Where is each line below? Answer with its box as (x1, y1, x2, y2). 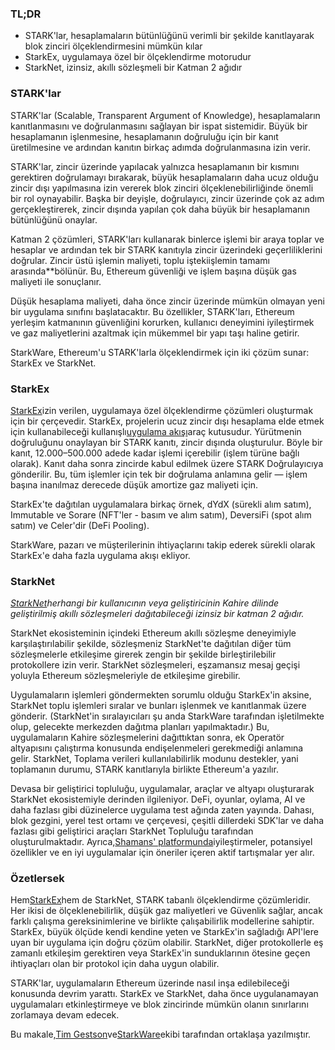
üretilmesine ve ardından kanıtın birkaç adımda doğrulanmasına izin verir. (10, 141, 311, 153)
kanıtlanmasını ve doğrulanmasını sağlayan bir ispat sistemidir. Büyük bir (10, 120, 308, 132)
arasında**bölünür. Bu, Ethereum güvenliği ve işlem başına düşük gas (10, 265, 297, 277)
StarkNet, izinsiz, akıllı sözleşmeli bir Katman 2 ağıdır (24, 62, 243, 74)
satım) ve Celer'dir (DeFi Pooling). (10, 519, 150, 531)
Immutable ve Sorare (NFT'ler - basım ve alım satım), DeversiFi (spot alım (10, 508, 312, 521)
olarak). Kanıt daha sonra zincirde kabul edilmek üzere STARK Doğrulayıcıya (10, 457, 324, 469)
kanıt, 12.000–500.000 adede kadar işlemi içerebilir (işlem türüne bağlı (10, 447, 300, 459)
